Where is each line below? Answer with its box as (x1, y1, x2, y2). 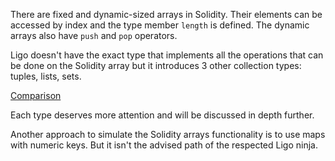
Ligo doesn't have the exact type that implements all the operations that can (10, 49, 324, 61)
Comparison (10, 90, 62, 101)
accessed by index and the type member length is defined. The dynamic (10, 19, 310, 31)
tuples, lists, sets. (10, 70, 82, 82)
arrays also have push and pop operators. (10, 30, 178, 41)
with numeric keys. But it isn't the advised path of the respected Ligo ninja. (10, 139, 318, 151)
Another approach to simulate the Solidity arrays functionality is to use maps (10, 129, 326, 140)
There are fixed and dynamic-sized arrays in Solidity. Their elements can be (10, 9, 323, 20)
